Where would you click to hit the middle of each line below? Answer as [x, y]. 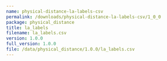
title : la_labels [27, 28]
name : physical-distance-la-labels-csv [55, 11]
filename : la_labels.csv [36, 33]
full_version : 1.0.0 [31, 44]
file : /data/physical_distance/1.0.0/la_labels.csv [70, 49]
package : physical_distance [40, 22]
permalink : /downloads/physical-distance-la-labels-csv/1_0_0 [83, 17]
